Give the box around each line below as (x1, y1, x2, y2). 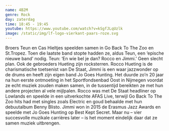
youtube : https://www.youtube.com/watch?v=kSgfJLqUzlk (5, 26, 123, 31)
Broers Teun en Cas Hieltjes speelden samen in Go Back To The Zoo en (5, 45, 154, 51)
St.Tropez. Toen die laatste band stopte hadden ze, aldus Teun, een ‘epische (5, 50, 164, 56)
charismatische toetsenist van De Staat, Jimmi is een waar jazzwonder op (5, 66, 159, 72)
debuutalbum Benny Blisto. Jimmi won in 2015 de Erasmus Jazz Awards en (5, 104, 161, 110)
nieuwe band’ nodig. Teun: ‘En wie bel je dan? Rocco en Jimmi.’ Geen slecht (5, 56, 163, 61)
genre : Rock (5, 12, 30, 17)
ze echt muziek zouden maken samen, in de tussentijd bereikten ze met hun (5, 82, 163, 89)
